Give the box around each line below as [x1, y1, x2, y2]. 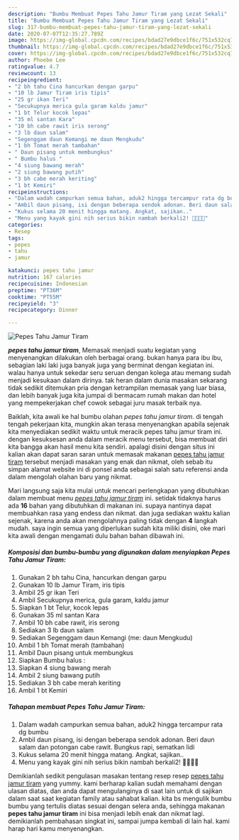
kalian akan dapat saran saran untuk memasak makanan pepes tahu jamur [8, 450, 226, 459]
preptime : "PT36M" [8, 286, 62, 294]
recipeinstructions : [8, 189, 70, 196]
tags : [8, 235, 24, 242]
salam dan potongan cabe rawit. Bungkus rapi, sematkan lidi [18, 743, 195, 751]
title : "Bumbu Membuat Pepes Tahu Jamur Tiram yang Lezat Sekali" [8, 17, 209, 24]
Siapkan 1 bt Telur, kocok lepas [18, 603, 109, 612]
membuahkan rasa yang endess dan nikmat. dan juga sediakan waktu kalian [8, 509, 230, 517]
